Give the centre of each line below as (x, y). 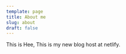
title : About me (26, 17)
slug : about (21, 22)
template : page (25, 11)
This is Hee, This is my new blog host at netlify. (63, 45)
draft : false (22, 28)
